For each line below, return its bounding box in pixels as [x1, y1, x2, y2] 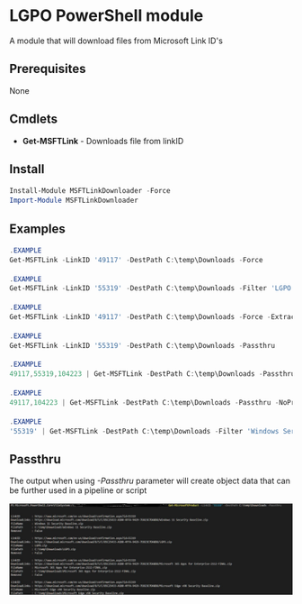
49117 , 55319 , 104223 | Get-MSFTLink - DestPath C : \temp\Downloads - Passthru [9, 370, 296, 379]
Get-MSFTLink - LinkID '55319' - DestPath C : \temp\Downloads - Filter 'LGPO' [9, 284, 296, 293]
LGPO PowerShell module [9, 5, 204, 26]
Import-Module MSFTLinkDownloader [9, 196, 139, 206]
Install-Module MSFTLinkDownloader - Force [9, 187, 171, 196]
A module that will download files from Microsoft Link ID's [9, 35, 223, 46]
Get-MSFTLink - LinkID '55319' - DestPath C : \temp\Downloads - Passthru [9, 341, 276, 350]
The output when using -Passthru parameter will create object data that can [9, 475, 290, 487]
